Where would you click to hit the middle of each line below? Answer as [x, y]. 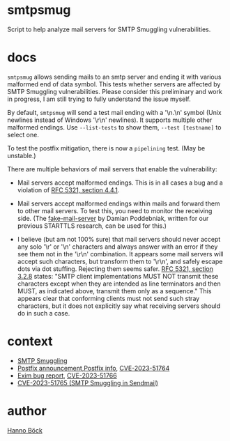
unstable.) [22, 155]
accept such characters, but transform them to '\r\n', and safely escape [120, 261]
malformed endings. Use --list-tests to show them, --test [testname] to [114, 127]
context [30, 342]
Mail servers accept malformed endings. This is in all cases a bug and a [120, 183]
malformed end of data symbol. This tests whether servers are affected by [114, 84]
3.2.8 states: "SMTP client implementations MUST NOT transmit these [118, 276]
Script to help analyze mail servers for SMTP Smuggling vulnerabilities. [109, 29]
